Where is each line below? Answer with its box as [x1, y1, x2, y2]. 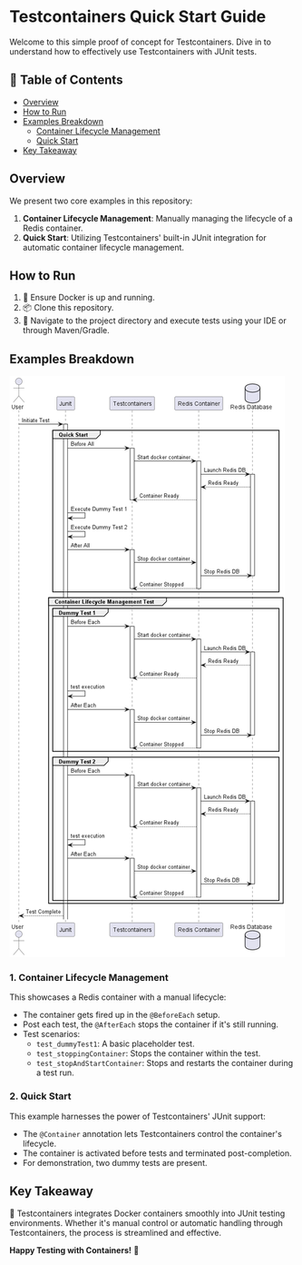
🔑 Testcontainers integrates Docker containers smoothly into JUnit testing [9, 1208, 286, 1219]
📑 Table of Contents [9, 73, 123, 88]
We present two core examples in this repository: [9, 195, 193, 206]
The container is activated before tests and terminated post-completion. [22, 1147, 292, 1159]
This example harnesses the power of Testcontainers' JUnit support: [9, 1111, 266, 1122]
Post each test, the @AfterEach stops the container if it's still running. [22, 1019, 279, 1030]
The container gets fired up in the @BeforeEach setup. [22, 1010, 220, 1021]
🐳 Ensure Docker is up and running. [22, 292, 156, 303]
